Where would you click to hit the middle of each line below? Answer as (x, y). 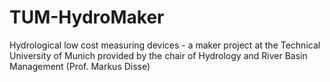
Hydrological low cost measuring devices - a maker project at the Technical (165, 45)
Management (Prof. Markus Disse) (80, 66)
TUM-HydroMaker (87, 17)
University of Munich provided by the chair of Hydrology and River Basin (158, 55)
